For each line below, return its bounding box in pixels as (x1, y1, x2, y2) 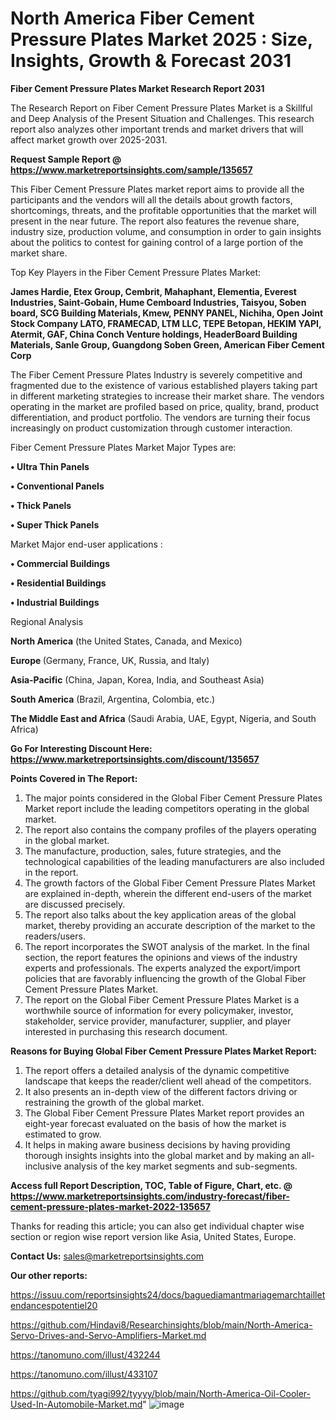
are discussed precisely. (24, 898, 126, 910)
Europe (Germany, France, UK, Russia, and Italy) (10, 654, 210, 666)
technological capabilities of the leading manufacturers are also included (24, 855, 325, 867)
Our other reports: (10, 1269, 88, 1281)
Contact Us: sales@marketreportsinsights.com (10, 1250, 205, 1262)
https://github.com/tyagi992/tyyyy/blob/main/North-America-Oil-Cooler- (10, 1387, 311, 1399)
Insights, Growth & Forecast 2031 (10, 50, 292, 72)
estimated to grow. (24, 1128, 102, 1140)
